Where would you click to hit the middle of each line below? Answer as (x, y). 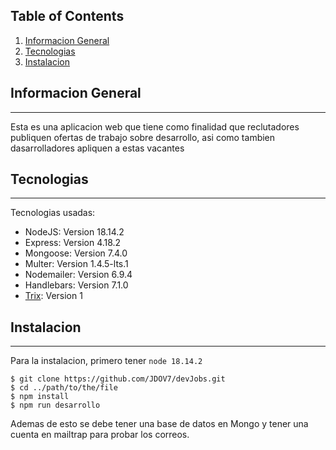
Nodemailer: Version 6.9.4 (78, 275)
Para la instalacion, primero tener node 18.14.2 (106, 361)
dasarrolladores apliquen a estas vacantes (97, 148)
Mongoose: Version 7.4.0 (76, 253)
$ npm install (40, 397)
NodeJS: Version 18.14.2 (74, 232)
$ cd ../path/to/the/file (64, 388)
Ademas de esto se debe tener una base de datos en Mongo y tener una (159, 424)
